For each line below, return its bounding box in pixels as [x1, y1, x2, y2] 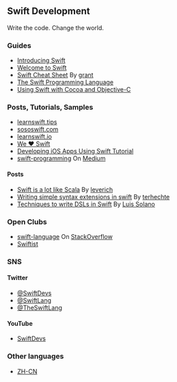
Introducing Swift [16, 56, 66, 64]
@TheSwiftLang [16, 304, 63, 312]
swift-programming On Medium [16, 154, 106, 163]
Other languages [7, 352, 64, 361]
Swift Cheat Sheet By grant [16, 71, 94, 79]
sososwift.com [16, 125, 59, 133]
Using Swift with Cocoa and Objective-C [16, 86, 131, 94]
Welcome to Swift [16, 64, 67, 72]
